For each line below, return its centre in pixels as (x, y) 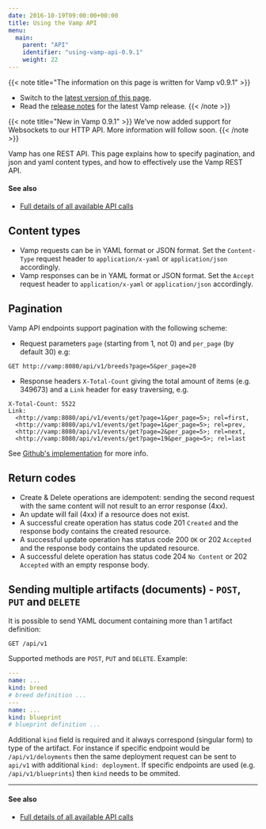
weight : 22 (40, 60)
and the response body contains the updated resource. (110, 548)
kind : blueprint (35, 717)
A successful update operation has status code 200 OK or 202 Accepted (135, 539)
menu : (17, 30)
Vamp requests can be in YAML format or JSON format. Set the (122, 250)
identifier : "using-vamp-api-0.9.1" (83, 52)
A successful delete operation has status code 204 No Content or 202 (133, 556)
